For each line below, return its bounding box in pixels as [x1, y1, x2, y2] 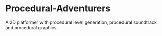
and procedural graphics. [5, 24, 58, 30]
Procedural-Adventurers [5, 3, 111, 14]
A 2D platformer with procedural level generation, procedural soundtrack [5, 19, 157, 25]
